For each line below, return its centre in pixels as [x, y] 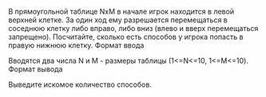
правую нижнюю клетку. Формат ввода [76, 45]
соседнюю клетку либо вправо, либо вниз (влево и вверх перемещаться [133, 28]
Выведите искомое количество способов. [80, 84]
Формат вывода [36, 69]
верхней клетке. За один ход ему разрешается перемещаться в [118, 20]
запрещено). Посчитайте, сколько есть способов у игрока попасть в [126, 37]
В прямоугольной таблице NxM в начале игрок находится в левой [121, 12]
